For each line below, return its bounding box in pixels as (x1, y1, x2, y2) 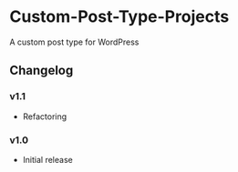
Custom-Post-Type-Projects (9, 6, 230, 27)
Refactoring (22, 111, 67, 122)
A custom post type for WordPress (9, 36, 140, 47)
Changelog (9, 63, 74, 78)
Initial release (22, 154, 73, 165)
